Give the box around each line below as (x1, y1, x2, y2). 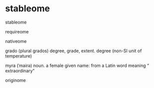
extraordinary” (5, 67, 35, 74)
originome (5, 77, 26, 83)
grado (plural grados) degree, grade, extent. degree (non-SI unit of (5, 48, 142, 54)
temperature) (5, 53, 32, 59)
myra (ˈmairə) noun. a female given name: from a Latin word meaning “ (5, 62, 149, 68)
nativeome (5, 38, 27, 44)
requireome (5, 29, 29, 34)
